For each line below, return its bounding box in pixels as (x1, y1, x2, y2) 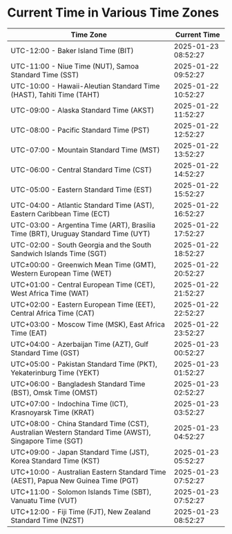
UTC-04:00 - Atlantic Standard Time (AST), (10, 200, 155, 210)
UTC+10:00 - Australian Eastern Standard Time (10, 467, 166, 477)
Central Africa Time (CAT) (10, 308, 95, 318)
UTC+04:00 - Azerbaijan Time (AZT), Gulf (10, 339, 148, 349)
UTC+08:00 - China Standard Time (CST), (10, 419, 149, 428)
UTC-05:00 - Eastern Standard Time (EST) (10, 184, 153, 194)
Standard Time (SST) (10, 70, 79, 79)
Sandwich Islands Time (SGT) (10, 249, 107, 258)
